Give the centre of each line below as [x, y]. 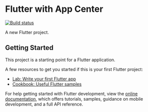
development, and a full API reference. [44, 104]
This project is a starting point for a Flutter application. [60, 60]
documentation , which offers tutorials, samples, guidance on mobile [74, 99]
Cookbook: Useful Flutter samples [47, 84]
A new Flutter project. [27, 32]
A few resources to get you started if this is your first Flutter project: [74, 69]
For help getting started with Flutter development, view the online [72, 93]
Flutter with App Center [54, 9]
